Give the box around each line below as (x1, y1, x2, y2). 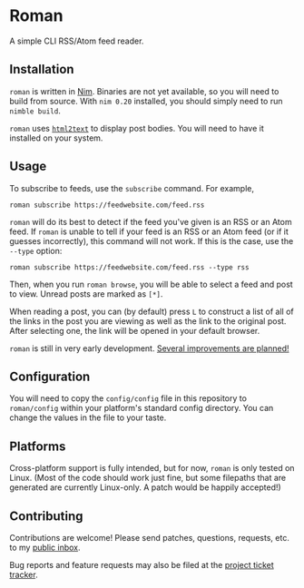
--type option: (9, 245, 63, 256)
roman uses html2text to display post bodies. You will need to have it (9, 122, 265, 133)
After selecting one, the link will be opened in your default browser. (9, 325, 260, 336)
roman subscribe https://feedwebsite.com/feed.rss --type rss (9, 262, 250, 272)
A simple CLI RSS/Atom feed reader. (9, 35, 144, 46)
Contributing (9, 508, 83, 524)
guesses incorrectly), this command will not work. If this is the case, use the (9, 235, 294, 246)
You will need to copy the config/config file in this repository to (9, 393, 248, 404)
